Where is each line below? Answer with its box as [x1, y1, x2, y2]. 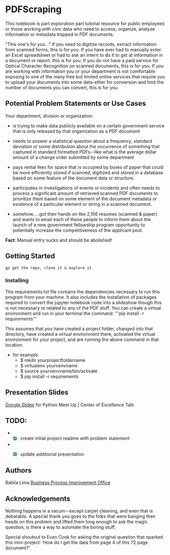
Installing [5, 277, 29, 284]
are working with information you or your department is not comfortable [5, 68, 156, 74]
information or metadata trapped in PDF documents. [5, 31, 114, 37]
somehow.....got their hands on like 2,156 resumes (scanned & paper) [12, 210, 157, 217]
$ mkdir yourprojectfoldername [20, 357, 86, 363]
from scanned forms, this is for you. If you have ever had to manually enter [5, 46, 161, 52]
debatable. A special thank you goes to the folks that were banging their [5, 513, 156, 519]
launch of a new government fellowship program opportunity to [12, 222, 146, 228]
